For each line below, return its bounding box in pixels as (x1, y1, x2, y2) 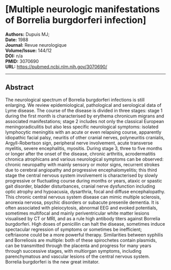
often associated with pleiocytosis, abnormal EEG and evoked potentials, (5, 204, 158, 211)
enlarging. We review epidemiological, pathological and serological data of (5, 102, 162, 108)
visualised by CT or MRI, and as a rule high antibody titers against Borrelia (5, 215, 160, 222)
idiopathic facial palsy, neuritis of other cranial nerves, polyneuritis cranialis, (5, 134, 165, 140)
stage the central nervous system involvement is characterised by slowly (5, 172, 158, 178)
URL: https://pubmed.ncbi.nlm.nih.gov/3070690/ (5, 64, 107, 70)
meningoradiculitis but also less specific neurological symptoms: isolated (5, 124, 159, 130)
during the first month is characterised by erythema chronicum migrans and (5, 113, 164, 119)
